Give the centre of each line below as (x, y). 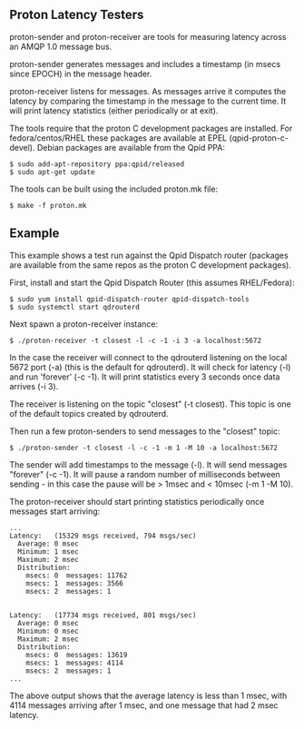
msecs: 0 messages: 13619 (77, 655)
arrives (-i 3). (34, 386)
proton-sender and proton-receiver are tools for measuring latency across (148, 36)
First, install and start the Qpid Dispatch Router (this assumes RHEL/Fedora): (152, 282)
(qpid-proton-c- (259, 138)
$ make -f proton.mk (49, 205)
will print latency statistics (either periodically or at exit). (114, 110)
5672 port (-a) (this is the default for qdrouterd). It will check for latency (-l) (150, 367)
